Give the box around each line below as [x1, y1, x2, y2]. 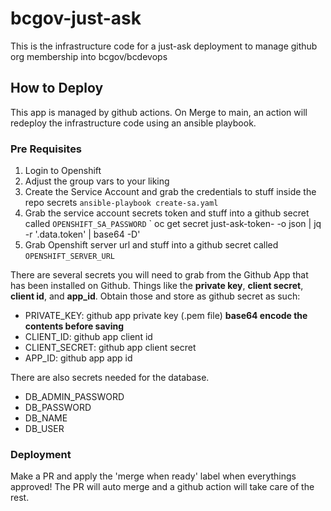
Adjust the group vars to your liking [24, 175, 170, 187]
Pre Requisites [10, 142, 83, 156]
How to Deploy [10, 80, 104, 97]
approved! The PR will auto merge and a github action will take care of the [10, 481, 315, 493]
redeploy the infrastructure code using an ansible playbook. [10, 117, 257, 129]
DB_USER [24, 423, 65, 435]
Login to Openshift [24, 165, 102, 177]
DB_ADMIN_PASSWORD [24, 391, 125, 403]
